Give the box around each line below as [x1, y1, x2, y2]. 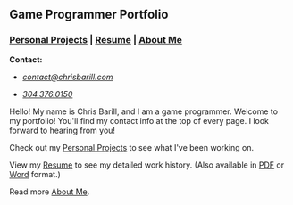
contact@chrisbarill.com [21, 71, 113, 82]
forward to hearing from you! [9, 125, 116, 135]
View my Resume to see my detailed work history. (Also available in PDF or [9, 160, 284, 170]
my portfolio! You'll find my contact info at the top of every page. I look [9, 115, 270, 126]
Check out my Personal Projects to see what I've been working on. [9, 142, 255, 152]
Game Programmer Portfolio [9, 7, 169, 22]
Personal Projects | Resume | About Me [9, 34, 183, 46]
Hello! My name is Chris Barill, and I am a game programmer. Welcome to [9, 106, 279, 117]
